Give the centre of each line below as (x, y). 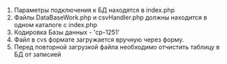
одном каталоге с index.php (56, 25)
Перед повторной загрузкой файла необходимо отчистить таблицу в (117, 47)
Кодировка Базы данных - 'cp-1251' (67, 32)
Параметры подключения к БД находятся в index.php (94, 10)
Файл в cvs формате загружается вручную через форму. (99, 40)
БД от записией (37, 54)
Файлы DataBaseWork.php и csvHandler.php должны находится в (110, 17)
